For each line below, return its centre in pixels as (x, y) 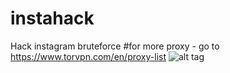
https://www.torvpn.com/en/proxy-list (88, 56)
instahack (52, 18)
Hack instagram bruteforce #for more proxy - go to (115, 46)
